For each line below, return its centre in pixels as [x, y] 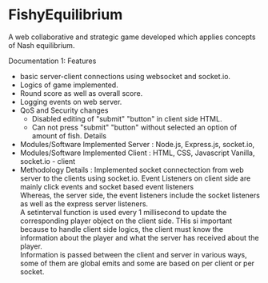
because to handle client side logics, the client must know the [122, 229]
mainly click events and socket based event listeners [107, 186]
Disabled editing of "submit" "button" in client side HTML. [127, 118]
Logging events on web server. [71, 102]
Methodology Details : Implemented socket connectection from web [132, 169]
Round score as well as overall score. [81, 93]
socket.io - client [48, 161]
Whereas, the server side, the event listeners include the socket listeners [140, 195]
